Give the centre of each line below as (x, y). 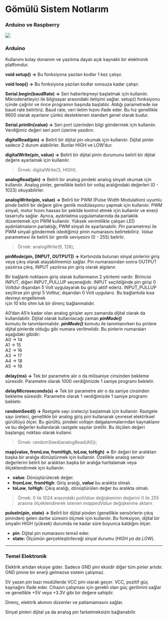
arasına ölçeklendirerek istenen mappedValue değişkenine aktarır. (85, 503)
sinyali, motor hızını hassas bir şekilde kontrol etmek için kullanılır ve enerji (82, 210)
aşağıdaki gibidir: (23, 334)
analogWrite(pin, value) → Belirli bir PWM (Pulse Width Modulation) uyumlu (83, 200)
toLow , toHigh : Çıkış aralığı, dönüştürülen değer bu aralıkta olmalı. (80, 488)
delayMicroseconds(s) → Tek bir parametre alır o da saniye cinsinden (77, 391)
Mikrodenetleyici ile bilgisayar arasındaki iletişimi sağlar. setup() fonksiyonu (82, 99)
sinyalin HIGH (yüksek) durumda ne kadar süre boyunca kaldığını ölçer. (78, 523)
